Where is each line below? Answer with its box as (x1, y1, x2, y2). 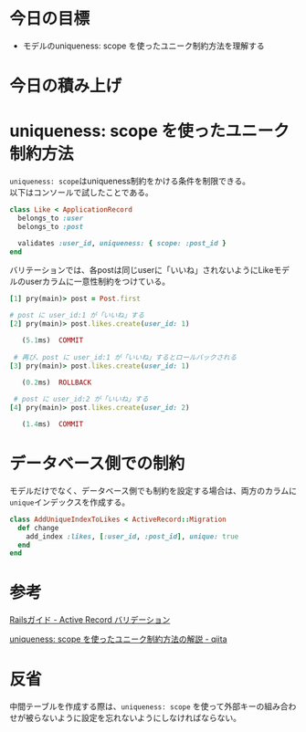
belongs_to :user (17, 214, 84, 223)
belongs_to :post (17, 222, 84, 231)
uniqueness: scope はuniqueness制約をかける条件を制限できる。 (9, 175, 251, 187)
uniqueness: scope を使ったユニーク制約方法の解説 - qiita (9, 633, 227, 644)
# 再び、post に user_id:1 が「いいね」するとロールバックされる (13, 352, 237, 361)
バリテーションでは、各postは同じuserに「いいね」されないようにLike (9, 265, 274, 276)
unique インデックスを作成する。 (9, 497, 131, 507)
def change (17, 523, 59, 532)
